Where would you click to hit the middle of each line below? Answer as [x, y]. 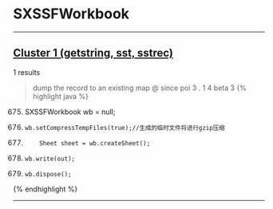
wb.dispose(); [48, 174]
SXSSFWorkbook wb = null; [70, 112]
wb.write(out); [50, 159]
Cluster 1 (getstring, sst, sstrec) [93, 53]
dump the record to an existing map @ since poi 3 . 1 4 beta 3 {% [139, 88]
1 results [27, 72]
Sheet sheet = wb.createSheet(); [95, 143]
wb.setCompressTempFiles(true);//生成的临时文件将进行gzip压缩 [125, 128]
